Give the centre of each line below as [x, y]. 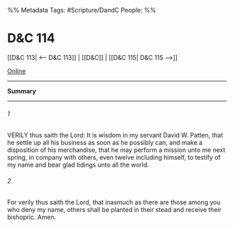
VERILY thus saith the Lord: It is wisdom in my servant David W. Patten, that [115, 135]
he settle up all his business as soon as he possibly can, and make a [105, 143]
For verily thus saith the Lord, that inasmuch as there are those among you [114, 202]
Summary [22, 91]
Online [17, 71]
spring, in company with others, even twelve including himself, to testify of [114, 158]
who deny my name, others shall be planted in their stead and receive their [114, 210]
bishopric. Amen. [32, 217]
